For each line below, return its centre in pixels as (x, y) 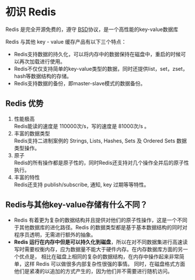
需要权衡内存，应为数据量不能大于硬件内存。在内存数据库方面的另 (104, 249)
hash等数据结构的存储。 (43, 76)
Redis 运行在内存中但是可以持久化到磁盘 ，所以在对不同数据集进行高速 (98, 242)
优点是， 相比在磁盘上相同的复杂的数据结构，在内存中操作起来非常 (99, 256)
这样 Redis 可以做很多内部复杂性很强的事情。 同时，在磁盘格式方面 (105, 264)
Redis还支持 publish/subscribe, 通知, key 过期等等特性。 (81, 184)
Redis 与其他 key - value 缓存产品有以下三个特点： (66, 42)
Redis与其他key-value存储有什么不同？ (77, 205)
